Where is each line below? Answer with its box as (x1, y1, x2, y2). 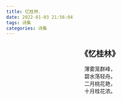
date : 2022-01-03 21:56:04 (6, 14, 73, 20)
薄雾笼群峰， (84, 66, 116, 73)
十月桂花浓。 (84, 88, 116, 95)
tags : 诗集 (6, 20, 32, 25)
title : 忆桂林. (6, 8, 41, 15)
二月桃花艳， (84, 80, 116, 88)
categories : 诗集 (6, 25, 48, 31)
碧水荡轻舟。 (84, 73, 116, 80)
